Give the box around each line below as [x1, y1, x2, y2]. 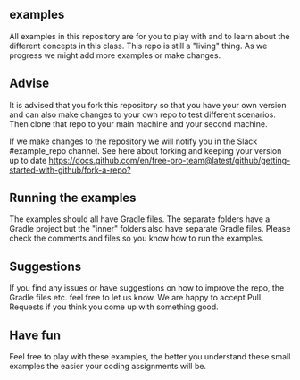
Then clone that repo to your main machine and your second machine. [9, 118, 268, 129]
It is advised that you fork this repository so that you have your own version [9, 99, 287, 110]
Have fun [9, 327, 61, 342]
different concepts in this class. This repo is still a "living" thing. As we [9, 40, 268, 51]
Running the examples [9, 190, 137, 206]
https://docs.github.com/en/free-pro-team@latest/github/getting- [48, 155, 291, 165]
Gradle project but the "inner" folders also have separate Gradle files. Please [9, 224, 291, 234]
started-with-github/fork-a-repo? [9, 165, 131, 175]
